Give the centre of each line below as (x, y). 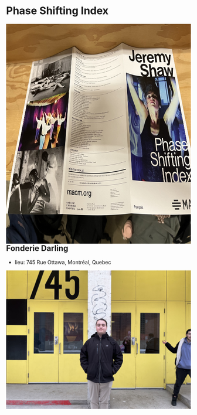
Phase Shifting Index (57, 11)
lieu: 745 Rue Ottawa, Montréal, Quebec (63, 263)
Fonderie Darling (37, 248)
